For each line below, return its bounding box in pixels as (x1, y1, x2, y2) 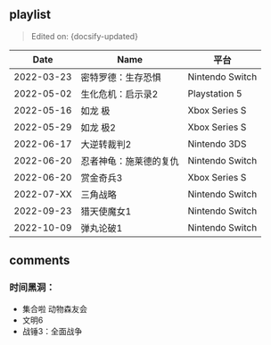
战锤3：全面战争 (21, 325, 83, 336)
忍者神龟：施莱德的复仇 (80, 155, 180, 167)
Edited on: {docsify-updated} (30, 30, 138, 41)
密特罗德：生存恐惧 (80, 71, 162, 83)
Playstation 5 (187, 87, 242, 99)
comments (9, 253, 70, 268)
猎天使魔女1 (80, 205, 132, 217)
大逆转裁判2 (80, 138, 132, 150)
